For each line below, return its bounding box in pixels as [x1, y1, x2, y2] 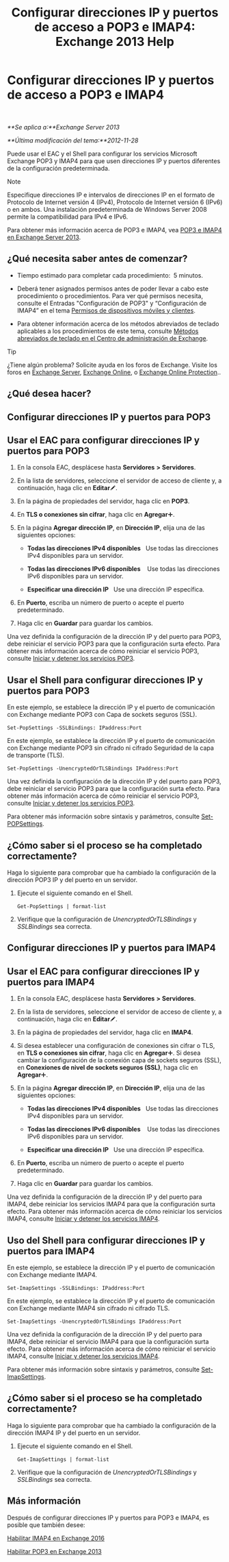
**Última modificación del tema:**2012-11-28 [7, 136, 139, 145]
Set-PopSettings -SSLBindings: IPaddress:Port [7, 724, 142, 731]
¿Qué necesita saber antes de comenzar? [7, 253, 188, 265]
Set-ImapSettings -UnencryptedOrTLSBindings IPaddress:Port [7, 1318, 183, 1325]
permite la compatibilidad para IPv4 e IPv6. [7, 212, 129, 221]
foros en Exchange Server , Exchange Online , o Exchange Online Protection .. [7, 368, 221, 376]
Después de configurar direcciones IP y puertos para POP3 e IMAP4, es [7, 1513, 210, 1522]
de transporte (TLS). [7, 751, 65, 759]
